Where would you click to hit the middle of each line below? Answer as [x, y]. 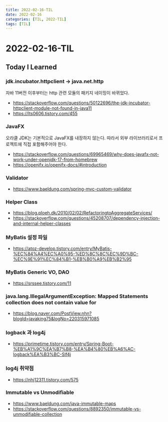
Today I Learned [31, 67]
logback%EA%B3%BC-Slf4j [42, 354]
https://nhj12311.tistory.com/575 [46, 379]
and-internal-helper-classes [42, 224]
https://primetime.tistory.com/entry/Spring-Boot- [63, 344]
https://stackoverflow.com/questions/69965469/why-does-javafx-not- [86, 154]
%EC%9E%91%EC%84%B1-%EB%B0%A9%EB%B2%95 [72, 259]
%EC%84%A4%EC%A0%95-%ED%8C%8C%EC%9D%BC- [75, 254]
